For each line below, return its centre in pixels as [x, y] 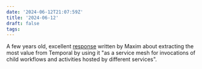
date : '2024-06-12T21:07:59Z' [45, 12]
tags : [13, 29]
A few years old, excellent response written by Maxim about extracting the [100, 46]
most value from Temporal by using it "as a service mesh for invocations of [101, 53]
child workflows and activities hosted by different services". [82, 59]
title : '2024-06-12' [33, 18]
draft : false [23, 23]
